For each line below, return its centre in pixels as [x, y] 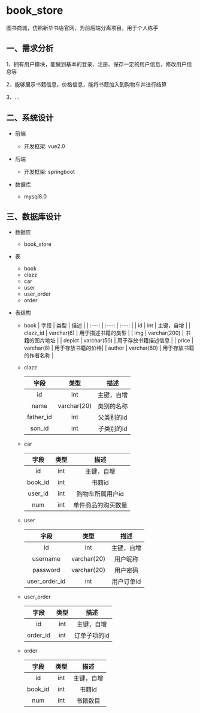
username [46, 559]
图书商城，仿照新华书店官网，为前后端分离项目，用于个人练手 [82, 28]
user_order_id [46, 581]
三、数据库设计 [34, 216]
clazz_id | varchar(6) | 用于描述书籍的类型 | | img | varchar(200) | [104, 333]
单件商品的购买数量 [100, 506]
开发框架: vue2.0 [44, 146]
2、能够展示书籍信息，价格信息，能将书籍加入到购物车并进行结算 [87, 84]
